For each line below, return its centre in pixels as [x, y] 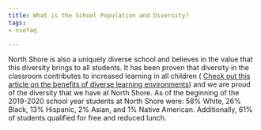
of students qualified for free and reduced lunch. [87, 118]
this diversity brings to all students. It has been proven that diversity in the [129, 68]
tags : [17, 23]
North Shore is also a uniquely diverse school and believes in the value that [130, 59]
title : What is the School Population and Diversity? [99, 15]
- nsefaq [23, 30]
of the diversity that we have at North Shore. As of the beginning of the [124, 93]
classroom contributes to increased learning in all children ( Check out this [129, 76]
